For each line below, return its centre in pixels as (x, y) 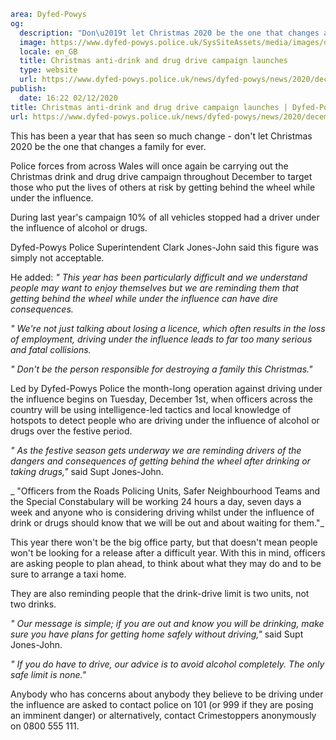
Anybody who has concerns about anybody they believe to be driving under (167, 694)
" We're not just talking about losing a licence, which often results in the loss (168, 328)
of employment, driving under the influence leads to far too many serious (161, 339)
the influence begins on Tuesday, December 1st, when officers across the (161, 399)
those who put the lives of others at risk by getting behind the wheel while (163, 187)
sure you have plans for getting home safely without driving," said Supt (157, 634)
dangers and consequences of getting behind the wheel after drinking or (160, 461)
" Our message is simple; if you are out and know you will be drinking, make (167, 623)
